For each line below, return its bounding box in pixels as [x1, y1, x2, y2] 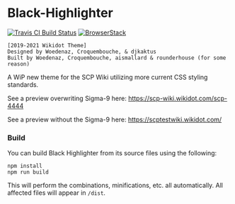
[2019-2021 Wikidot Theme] [7, 42, 87, 49]
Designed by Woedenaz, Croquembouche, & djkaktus [7, 48, 157, 55]
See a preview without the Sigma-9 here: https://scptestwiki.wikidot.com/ [7, 115, 222, 124]
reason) [7, 60, 30, 68]
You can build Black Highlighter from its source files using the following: [7, 149, 217, 157]
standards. [7, 80, 39, 89]
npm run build [7, 169, 50, 176]
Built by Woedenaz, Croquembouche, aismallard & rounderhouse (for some [7, 54, 227, 61]
